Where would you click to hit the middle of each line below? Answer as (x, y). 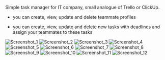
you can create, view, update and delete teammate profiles (74, 17)
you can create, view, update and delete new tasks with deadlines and (86, 27)
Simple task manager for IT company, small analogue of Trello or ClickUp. (82, 7)
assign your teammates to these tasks (52, 32)
